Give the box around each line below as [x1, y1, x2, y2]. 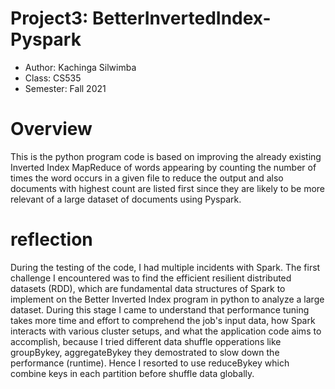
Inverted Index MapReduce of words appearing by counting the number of [10, 161, 317, 173]
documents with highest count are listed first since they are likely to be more [10, 182, 326, 194]
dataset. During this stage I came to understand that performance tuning [10, 303, 310, 316]
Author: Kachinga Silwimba [24, 61, 137, 73]
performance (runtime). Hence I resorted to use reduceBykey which [10, 357, 290, 369]
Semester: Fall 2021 [24, 82, 107, 94]
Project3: [10, 7, 89, 30]
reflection [10, 228, 93, 251]
